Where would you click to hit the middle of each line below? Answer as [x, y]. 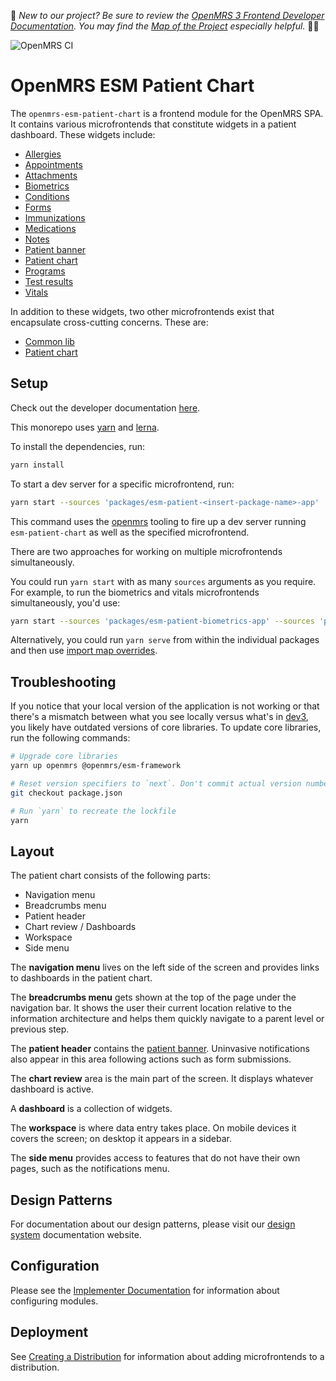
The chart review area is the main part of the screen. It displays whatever [162, 1079]
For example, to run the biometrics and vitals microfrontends [135, 592]
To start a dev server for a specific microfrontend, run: [122, 484]
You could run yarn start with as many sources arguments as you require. [163, 581]
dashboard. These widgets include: [83, 134]
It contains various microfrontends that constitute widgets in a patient [153, 124]
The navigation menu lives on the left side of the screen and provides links [165, 967]
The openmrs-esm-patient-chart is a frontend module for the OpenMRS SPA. [167, 113]
